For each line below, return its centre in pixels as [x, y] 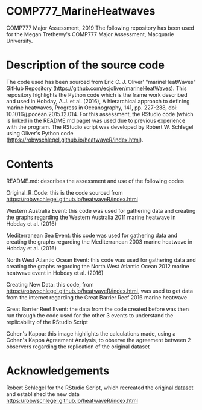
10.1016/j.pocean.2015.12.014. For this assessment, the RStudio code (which [100, 114]
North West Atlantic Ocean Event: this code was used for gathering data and [101, 260]
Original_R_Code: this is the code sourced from [65, 192]
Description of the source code [85, 65]
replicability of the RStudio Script [47, 322]
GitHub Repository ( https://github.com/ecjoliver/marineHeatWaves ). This [96, 88]
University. [20, 41]
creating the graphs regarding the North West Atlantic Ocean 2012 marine [98, 266]
